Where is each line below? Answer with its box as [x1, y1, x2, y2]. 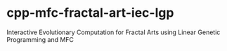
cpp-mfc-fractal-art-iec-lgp [6, 5, 174, 21]
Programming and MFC [6, 35, 74, 43]
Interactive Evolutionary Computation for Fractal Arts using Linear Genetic [6, 28, 221, 36]
